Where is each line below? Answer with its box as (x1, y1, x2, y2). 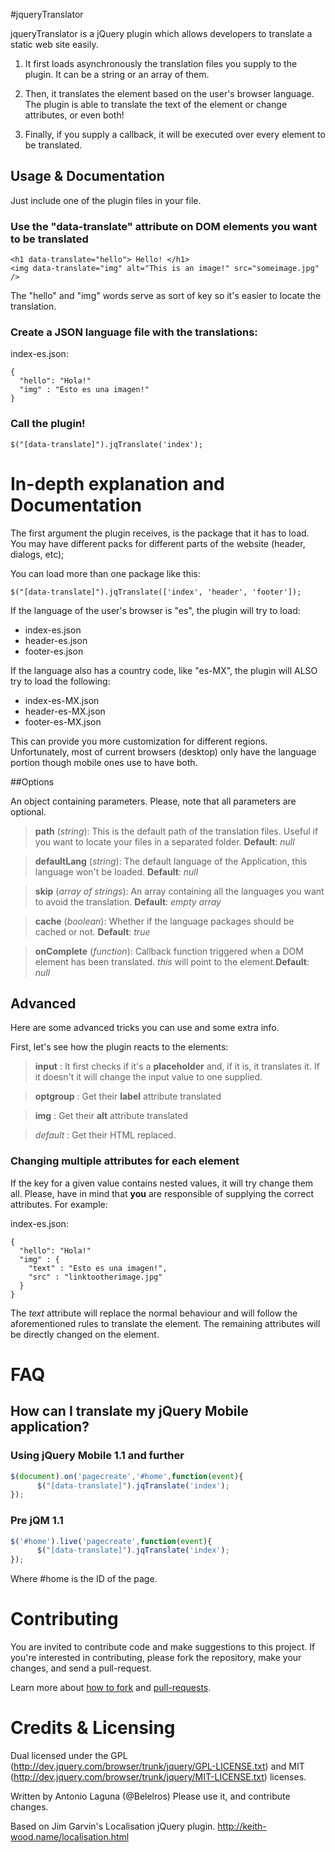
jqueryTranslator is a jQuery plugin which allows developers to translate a (10, 28, 313, 39)
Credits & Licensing (10, 1717, 176, 1739)
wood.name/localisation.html (10, 1831, 130, 1843)
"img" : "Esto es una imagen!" (19, 385, 150, 395)
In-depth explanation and (10, 472, 225, 495)
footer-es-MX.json (24, 715, 102, 728)
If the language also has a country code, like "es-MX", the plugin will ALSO (10, 664, 318, 676)
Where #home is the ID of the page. (10, 1573, 158, 1585)
